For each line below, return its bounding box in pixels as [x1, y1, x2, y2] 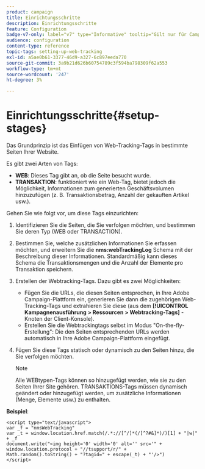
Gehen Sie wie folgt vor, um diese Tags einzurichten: [6, 210, 139, 217]
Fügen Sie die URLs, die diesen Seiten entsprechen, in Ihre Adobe [24, 289, 190, 296]
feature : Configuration [6, 26, 67, 32]
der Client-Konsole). [43, 315, 95, 323]
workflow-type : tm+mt [6, 65, 62, 72]
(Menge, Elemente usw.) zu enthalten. [15, 396, 111, 403]
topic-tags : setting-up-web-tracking [6, 49, 103, 55]
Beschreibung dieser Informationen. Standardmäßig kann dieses [15, 252, 178, 260]
